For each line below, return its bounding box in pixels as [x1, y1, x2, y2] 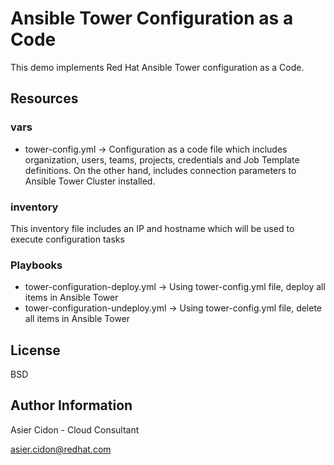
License [10, 342, 61, 359]
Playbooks [10, 258, 63, 272]
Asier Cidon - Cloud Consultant [10, 423, 140, 436]
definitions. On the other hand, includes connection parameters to [24, 164, 297, 176]
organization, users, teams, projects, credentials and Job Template [24, 153, 300, 166]
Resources [10, 90, 79, 107]
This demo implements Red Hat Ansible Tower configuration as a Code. [10, 61, 305, 73]
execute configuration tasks [10, 233, 125, 245]
